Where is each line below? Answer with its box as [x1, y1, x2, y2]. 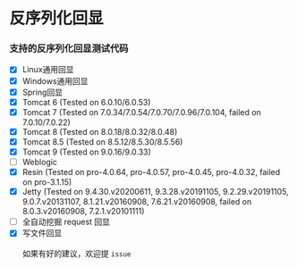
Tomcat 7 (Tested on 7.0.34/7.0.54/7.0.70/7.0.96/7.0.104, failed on [21, 106, 261, 117]
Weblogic [21, 156, 58, 167]
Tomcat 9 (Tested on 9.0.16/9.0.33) [21, 146, 152, 157]
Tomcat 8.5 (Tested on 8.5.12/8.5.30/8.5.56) [21, 136, 183, 147]
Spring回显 [21, 87, 63, 97]
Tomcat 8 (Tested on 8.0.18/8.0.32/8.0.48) [21, 126, 178, 137]
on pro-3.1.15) [21, 177, 72, 188]
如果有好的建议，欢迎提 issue [21, 248, 132, 259]
